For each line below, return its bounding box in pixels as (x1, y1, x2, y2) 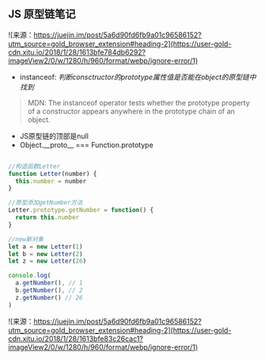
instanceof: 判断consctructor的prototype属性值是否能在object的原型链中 (19, 72, 256, 82)
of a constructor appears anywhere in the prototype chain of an (27, 106, 236, 116)
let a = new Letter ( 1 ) (8, 243, 83, 251)
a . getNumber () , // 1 (15, 279, 83, 287)
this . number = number (15, 177, 87, 185)
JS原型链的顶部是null (19, 131, 89, 140)
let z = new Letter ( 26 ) (8, 257, 87, 266)
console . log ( (8, 272, 51, 280)
